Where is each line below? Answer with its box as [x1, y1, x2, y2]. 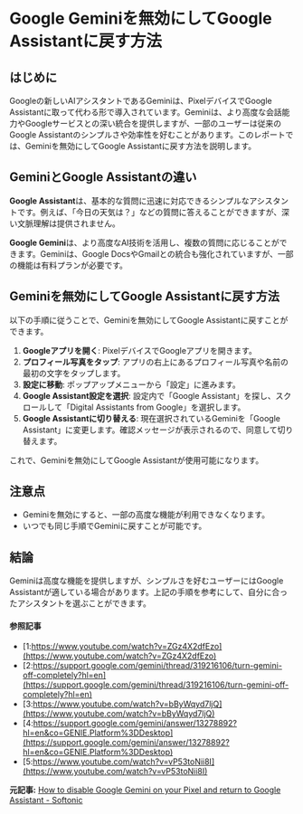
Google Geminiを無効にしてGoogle [9, 8, 273, 29]
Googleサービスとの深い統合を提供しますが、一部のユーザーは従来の [24, 118, 282, 128]
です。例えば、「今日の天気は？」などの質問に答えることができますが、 [16, 206, 282, 217]
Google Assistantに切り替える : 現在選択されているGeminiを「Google [22, 412, 280, 423]
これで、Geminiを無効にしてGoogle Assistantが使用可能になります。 [9, 454, 264, 466]
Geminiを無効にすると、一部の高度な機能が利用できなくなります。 [22, 509, 270, 520]
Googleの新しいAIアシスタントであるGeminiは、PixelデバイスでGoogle [9, 96, 273, 106]
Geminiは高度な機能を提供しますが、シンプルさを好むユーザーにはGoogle [9, 575, 284, 586]
